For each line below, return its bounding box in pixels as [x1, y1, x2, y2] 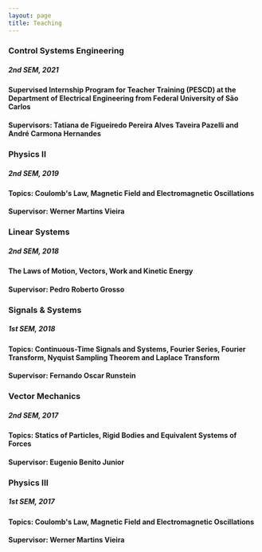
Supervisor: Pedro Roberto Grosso [8, 284, 125, 294]
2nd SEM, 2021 [8, 65, 60, 75]
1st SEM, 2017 [8, 497, 56, 507]
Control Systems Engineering [8, 45, 125, 57]
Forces [8, 439, 32, 448]
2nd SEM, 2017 [8, 410, 59, 420]
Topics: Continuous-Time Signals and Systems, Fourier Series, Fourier [8, 344, 246, 354]
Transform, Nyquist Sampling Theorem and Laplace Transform [8, 352, 221, 362]
